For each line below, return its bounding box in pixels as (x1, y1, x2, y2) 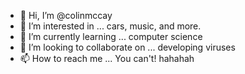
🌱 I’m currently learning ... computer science (19, 31, 203, 42)
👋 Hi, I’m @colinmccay (19, 10, 113, 21)
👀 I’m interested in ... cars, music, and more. (19, 20, 202, 32)
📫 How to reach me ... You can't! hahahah (19, 53, 195, 64)
